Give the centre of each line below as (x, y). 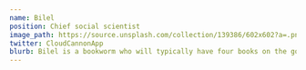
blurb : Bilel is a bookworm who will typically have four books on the (148, 52)
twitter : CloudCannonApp (56, 43)
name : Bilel (32, 18)
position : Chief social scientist (75, 26)
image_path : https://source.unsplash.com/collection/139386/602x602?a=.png (156, 35)
